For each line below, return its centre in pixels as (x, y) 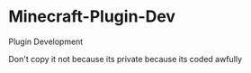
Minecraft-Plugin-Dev (92, 17)
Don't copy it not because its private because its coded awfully (126, 59)
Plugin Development (46, 41)
